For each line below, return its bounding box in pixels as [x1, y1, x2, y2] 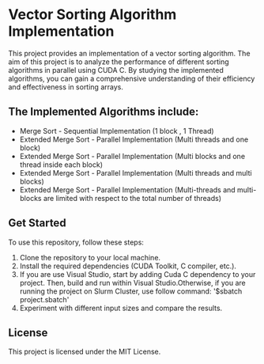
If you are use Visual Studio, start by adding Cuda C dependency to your [19, 269, 256, 279]
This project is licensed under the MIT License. [8, 347, 161, 357]
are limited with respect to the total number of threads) [43, 193, 221, 203]
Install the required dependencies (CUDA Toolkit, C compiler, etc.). [19, 261, 237, 271]
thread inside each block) [19, 160, 103, 169]
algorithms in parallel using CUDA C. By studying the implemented [8, 65, 224, 74]
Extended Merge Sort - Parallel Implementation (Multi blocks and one [19, 151, 246, 161]
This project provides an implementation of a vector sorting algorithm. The [8, 48, 251, 58]
